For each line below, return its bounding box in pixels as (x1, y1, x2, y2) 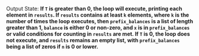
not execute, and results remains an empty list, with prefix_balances (6, 37, 180, 43)
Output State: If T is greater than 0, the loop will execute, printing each (6, 5, 182, 12)
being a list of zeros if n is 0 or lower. (6, 43, 99, 50)
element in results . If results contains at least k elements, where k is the (6, 11, 189, 18)
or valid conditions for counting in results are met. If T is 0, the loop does (6, 30, 190, 38)
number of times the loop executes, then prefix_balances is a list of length (6, 18, 193, 24)
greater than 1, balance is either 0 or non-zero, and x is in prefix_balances (6, 24, 190, 31)
